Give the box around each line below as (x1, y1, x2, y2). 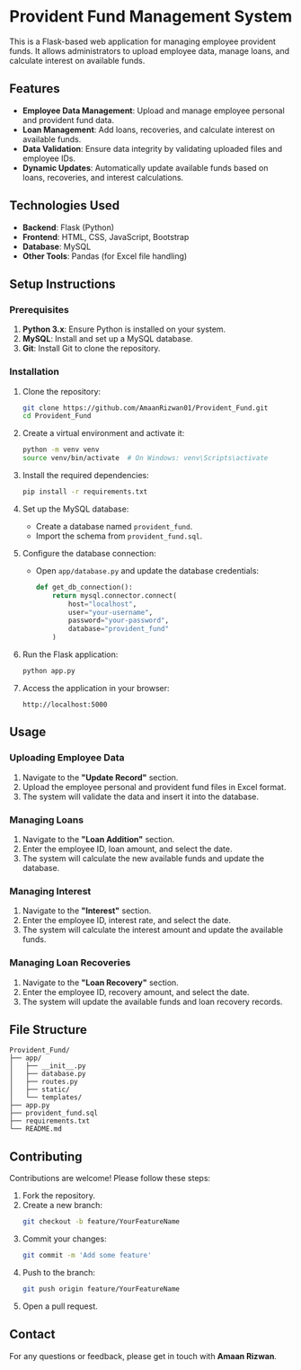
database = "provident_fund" (67, 625, 169, 634)
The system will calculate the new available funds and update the (22, 852, 265, 864)
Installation (9, 366, 60, 378)
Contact (9, 1327, 56, 1342)
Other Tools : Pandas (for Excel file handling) (22, 250, 188, 262)
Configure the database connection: (22, 547, 156, 558)
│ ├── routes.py (9, 1077, 78, 1087)
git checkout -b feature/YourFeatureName (22, 1217, 181, 1226)
